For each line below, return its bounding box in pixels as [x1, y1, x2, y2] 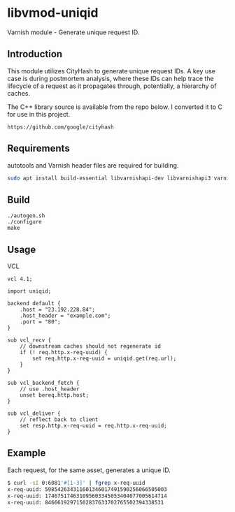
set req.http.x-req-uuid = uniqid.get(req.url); [32, 355, 177, 363]
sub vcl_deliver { [7, 410, 61, 417]
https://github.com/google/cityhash [7, 124, 114, 131]
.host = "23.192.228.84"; [20, 306, 96, 314]
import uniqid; [7, 288, 52, 295]
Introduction [7, 48, 63, 60]
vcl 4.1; [7, 276, 33, 283]
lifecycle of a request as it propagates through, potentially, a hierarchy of [7, 82, 217, 90]
